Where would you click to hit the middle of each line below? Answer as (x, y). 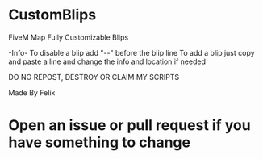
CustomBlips (52, 15)
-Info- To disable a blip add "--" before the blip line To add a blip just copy (132, 52)
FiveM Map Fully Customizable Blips (69, 37)
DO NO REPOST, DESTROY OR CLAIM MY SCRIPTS (94, 77)
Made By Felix (32, 92)
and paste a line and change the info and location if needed (107, 61)
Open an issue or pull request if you (130, 126)
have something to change (100, 142)
